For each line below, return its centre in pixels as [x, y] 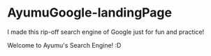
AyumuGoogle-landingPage [90, 13]
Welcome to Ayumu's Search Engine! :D [64, 45]
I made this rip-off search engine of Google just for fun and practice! [106, 32]
